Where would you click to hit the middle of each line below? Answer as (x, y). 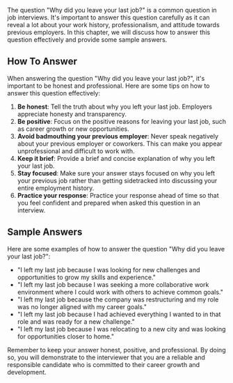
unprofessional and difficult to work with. (76, 151)
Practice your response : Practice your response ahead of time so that (118, 195)
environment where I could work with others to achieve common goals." (120, 292)
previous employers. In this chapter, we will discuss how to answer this (109, 32)
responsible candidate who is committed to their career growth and (104, 364)
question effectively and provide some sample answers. (87, 40)
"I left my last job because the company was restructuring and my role (118, 299)
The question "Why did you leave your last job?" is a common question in (112, 10)
